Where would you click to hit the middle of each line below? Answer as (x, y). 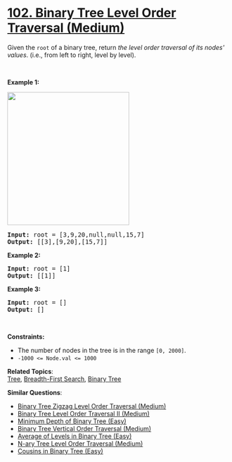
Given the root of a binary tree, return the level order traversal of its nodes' (116, 47)
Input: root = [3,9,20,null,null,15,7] (76, 235)
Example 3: (24, 289)
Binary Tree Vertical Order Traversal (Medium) (84, 428)
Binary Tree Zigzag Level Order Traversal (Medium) (92, 406)
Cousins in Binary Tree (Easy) (60, 451)
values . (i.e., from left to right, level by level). (72, 55)
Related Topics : (31, 371)
